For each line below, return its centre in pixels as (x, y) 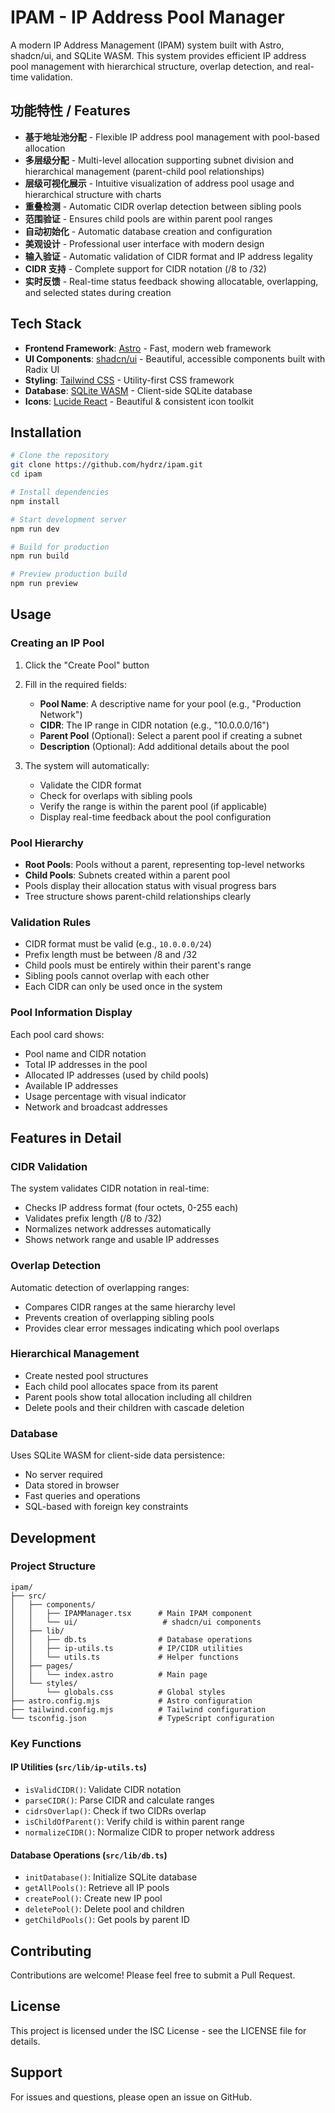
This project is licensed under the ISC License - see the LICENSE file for (158, 2030)
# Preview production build (69, 574)
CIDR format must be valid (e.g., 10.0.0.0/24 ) (118, 944)
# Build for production (60, 547)
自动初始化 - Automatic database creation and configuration (148, 231)
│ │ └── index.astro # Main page (109, 1674)
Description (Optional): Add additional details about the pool (164, 746)
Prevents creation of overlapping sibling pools (119, 1317)
